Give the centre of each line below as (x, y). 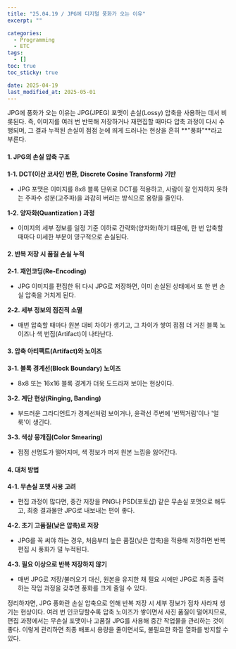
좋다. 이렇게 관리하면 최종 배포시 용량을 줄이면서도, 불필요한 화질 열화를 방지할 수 (118, 630)
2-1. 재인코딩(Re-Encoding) (47, 271)
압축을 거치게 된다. (50, 294)
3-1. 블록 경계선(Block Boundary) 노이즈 (64, 368)
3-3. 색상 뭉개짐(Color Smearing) (55, 437)
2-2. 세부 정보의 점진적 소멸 (45, 310)
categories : (25, 33)
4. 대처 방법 (23, 470)
